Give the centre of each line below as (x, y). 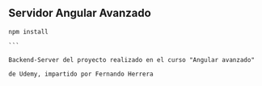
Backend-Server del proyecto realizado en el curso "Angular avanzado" (131, 59)
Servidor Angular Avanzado (80, 13)
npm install (28, 31)
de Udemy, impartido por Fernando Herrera (81, 74)
